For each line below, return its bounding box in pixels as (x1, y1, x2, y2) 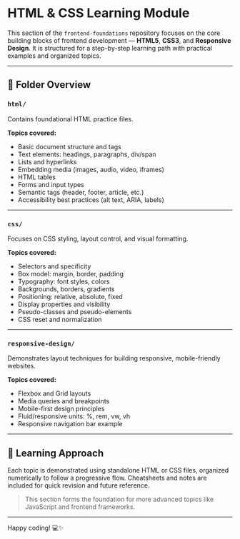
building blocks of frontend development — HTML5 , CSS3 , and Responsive (7, 36, 231, 44)
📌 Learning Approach (7, 447, 104, 459)
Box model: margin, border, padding (17, 269, 124, 278)
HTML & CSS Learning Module (7, 5, 190, 21)
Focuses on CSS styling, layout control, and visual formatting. (7, 234, 189, 243)
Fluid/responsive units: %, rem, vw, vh (17, 412, 131, 420)
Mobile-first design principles (17, 405, 105, 413)
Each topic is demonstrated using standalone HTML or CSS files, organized (7, 466, 229, 475)
